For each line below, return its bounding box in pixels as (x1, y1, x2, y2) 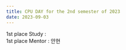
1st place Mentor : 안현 (6, 37, 61, 44)
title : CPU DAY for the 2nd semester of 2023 (6, 8, 120, 15)
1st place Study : (6, 30, 46, 37)
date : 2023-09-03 (6, 14, 49, 20)
